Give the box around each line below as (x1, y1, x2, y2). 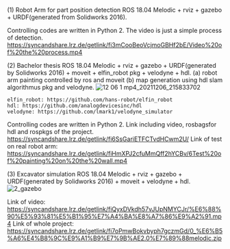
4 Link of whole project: (7, 220, 74, 228)
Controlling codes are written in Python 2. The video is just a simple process (7, 27, 222, 34)
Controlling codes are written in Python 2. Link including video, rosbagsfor (7, 120, 217, 129)
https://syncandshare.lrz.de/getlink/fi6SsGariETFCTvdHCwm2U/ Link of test (7, 135, 222, 143)
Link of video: (7, 198, 46, 206)
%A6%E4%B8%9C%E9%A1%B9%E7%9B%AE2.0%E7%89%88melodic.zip (7, 234, 222, 242)
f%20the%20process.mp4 (7, 48, 83, 56)
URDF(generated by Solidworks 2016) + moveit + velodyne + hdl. (7, 177, 191, 185)
